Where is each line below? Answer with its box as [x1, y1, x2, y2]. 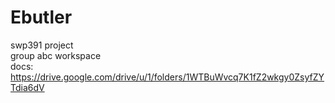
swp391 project [10, 39, 74, 51]
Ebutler [10, 6, 73, 29]
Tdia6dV [10, 81, 45, 93]
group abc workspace [10, 49, 102, 61]
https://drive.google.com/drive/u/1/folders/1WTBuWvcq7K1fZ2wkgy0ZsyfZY [10, 71, 325, 83]
